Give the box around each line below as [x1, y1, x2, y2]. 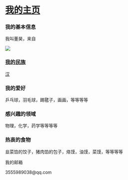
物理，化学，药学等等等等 [5, 123, 58, 129]
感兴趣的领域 [5, 110, 36, 117]
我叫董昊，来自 [5, 36, 36, 42]
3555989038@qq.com [5, 169, 52, 175]
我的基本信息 [5, 23, 36, 30]
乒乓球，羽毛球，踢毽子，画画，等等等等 [5, 97, 88, 103]
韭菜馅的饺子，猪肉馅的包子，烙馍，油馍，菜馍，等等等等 [5, 149, 123, 155]
